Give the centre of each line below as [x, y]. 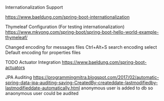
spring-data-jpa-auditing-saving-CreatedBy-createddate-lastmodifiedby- [81, 83]
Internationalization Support [34, 7]
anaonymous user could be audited [42, 93]
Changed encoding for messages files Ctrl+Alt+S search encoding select [81, 47]
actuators [15, 68]
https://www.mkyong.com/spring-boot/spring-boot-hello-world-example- [82, 32]
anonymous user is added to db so [117, 88]
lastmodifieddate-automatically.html [43, 88]
